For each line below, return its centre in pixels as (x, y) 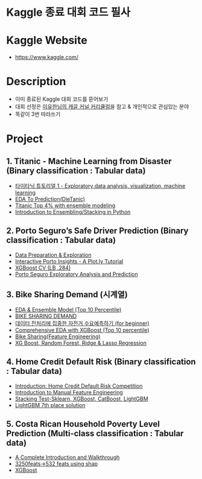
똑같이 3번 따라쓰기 (38, 114)
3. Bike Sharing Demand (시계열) (67, 294)
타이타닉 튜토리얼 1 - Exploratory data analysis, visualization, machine (100, 186)
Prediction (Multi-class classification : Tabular (95, 433)
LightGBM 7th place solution (50, 405)
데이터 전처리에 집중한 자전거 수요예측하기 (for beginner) (82, 323)
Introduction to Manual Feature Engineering (69, 392)
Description (36, 82)
